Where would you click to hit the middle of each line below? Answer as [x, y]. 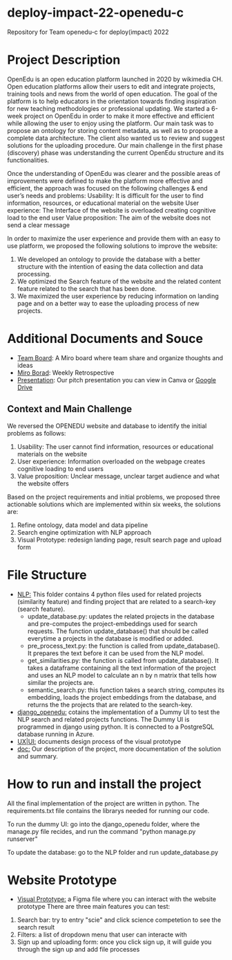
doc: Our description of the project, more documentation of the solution [119, 749]
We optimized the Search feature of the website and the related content [119, 281]
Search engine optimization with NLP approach [84, 532]
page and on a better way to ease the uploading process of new [108, 303]
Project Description [64, 60]
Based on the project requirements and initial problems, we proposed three [114, 497]
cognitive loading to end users [60, 468]
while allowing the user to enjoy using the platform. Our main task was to [110, 123]
